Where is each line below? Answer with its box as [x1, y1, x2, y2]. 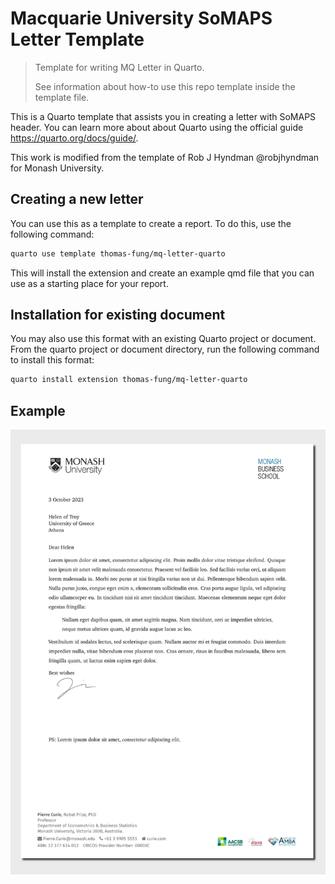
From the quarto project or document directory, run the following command [10, 343, 320, 356]
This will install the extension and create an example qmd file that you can [10, 267, 315, 279]
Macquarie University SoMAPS [10, 7, 273, 30]
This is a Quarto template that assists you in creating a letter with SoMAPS [10, 110, 317, 122]
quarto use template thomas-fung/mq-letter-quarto [10, 248, 226, 259]
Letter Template [10, 28, 145, 51]
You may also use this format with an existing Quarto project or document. [10, 333, 317, 345]
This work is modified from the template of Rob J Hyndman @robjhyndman [10, 151, 320, 163]
